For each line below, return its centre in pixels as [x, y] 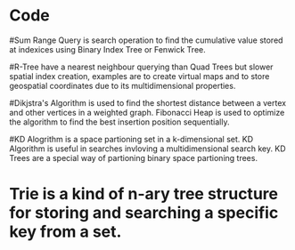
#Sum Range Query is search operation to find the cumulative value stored [146, 40]
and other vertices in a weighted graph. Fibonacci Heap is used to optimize [147, 112]
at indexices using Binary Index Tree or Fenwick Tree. [108, 49]
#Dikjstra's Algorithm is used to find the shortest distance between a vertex [148, 102]
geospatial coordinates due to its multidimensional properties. [123, 85]
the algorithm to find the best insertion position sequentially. [119, 122]
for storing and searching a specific [144, 213]
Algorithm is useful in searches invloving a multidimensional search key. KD [148, 149]
